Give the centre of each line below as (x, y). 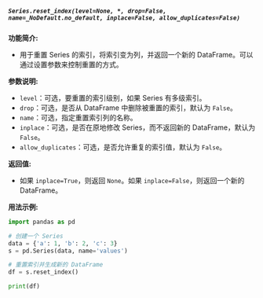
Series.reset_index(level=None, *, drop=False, (88, 11)
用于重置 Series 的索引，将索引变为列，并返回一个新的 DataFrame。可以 (136, 54)
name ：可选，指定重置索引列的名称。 (78, 117)
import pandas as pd (42, 222)
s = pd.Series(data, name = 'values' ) (68, 251)
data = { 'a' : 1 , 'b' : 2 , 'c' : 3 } (63, 243)
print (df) (24, 287)
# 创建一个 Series (36, 236)
